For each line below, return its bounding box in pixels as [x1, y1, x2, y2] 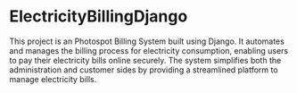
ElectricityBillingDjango [9, 6, 188, 27]
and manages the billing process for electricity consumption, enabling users [9, 45, 288, 55]
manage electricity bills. [9, 73, 97, 84]
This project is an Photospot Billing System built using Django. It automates [9, 36, 285, 46]
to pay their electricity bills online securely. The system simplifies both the [9, 55, 282, 65]
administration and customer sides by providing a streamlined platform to [9, 64, 278, 75]
